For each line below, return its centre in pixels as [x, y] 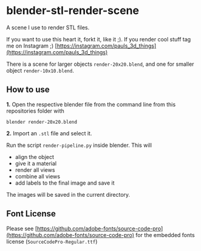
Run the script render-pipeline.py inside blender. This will [79, 145]
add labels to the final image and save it [65, 183]
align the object [35, 157]
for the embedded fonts [165, 235]
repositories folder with [36, 111]
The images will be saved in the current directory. [68, 194]
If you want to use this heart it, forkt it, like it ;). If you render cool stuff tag [99, 39]
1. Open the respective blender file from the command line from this [91, 104]
